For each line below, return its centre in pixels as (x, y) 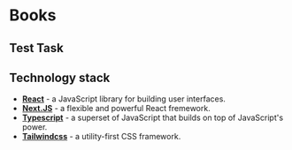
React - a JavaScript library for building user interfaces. (123, 99)
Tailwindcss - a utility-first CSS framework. (101, 137)
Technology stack (60, 77)
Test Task (36, 48)
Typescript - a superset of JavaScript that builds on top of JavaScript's (153, 118)
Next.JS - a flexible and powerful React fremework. (116, 109)
